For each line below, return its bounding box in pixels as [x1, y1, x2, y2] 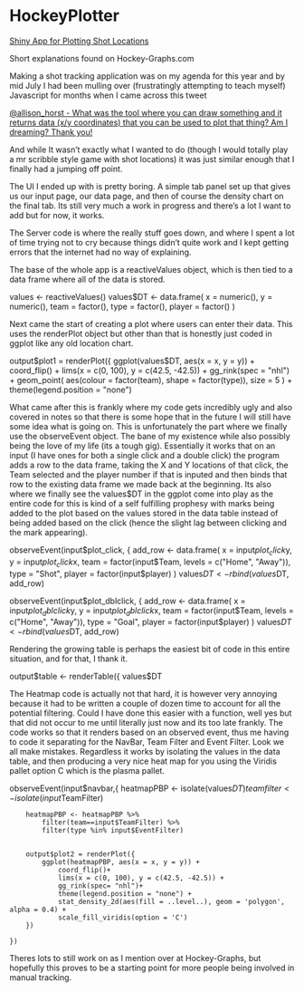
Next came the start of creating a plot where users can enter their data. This [9, 318, 293, 329]
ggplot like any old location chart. [9, 337, 134, 349]
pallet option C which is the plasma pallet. [9, 766, 166, 776]
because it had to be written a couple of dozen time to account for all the [9, 698, 281, 709]
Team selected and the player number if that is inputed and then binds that [9, 468, 288, 480]
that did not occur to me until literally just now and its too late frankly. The [9, 718, 283, 728]
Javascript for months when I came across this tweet [9, 90, 207, 101]
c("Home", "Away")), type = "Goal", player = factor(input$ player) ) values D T [9, 617, 292, 628]
